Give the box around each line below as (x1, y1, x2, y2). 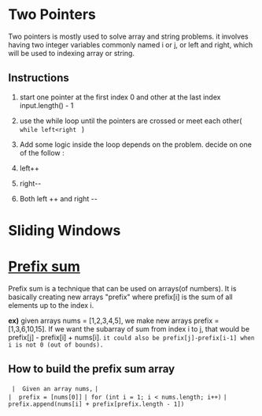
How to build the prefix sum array (8, 362, 175, 376)
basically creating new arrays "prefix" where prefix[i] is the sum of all (8, 292, 234, 302)
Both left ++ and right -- (19, 193, 98, 203)
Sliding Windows (8, 221, 121, 239)
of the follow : (19, 148, 65, 157)
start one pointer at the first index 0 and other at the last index (19, 92, 221, 102)
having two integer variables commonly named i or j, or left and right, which (8, 39, 253, 49)
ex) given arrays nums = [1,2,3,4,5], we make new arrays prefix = (8, 316, 220, 325)
